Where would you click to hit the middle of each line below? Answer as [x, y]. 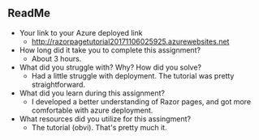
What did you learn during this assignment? [92, 93]
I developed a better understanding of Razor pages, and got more [141, 101]
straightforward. [58, 84]
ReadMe [29, 13]
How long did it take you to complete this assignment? [110, 50]
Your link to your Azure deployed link [81, 32]
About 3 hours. [56, 58]
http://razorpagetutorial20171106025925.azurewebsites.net [130, 41]
